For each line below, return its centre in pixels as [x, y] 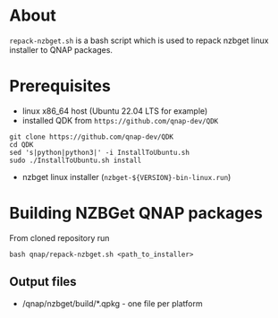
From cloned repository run [59, 237]
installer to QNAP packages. [61, 49]
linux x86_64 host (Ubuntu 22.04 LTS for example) [115, 111]
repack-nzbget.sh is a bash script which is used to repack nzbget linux [139, 40]
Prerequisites [60, 86]
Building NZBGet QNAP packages [136, 214]
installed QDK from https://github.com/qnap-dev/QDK [120, 120]
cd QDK [21, 144]
